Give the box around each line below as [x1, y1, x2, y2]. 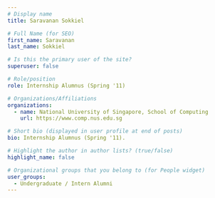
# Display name [7, 10, 53, 18]
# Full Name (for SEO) [7, 30, 75, 37]
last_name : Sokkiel [7, 43, 65, 51]
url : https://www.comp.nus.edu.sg [20, 115, 122, 122]
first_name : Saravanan [7, 36, 75, 43]
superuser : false [7, 63, 59, 70]
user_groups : [7, 173, 46, 180]
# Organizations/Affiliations [7, 95, 98, 102]
